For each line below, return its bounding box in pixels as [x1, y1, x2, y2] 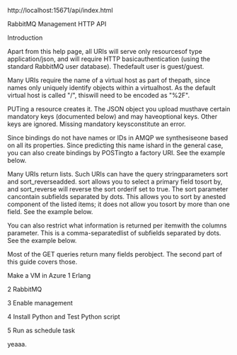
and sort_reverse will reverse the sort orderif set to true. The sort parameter [7, 185, 229, 193]
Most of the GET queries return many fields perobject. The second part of [7, 250, 223, 258]
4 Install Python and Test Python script [7, 312, 120, 321]
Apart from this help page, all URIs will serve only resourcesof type [7, 47, 203, 55]
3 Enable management [7, 299, 73, 307]
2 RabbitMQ [7, 285, 42, 293]
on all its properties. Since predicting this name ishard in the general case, [7, 141, 224, 150]
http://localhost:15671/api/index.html [7, 6, 113, 14]
